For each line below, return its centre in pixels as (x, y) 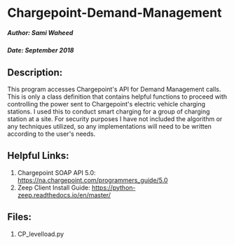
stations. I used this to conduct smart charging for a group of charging (109, 111)
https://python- (113, 188)
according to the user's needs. (51, 134)
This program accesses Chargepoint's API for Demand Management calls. (114, 89)
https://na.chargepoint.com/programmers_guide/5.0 (92, 180)
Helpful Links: (38, 156)
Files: (19, 217)
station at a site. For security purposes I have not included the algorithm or (115, 119)
